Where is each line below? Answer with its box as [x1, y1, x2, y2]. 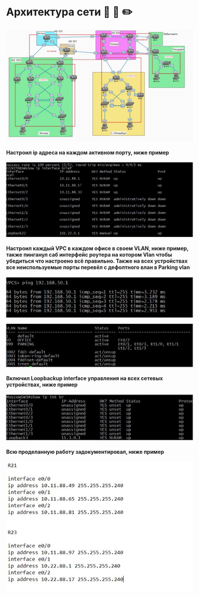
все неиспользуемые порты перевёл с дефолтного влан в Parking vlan [6, 264, 190, 271]
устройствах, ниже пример [6, 381, 78, 388]
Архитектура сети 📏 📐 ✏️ [6, 5, 133, 19]
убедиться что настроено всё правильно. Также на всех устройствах [6, 257, 188, 265]
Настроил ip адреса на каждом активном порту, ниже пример [6, 149, 169, 156]
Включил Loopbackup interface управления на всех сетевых [6, 375, 163, 382]
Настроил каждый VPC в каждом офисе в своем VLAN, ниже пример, [6, 245, 189, 252]
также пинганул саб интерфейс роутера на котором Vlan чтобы [6, 251, 172, 258]
